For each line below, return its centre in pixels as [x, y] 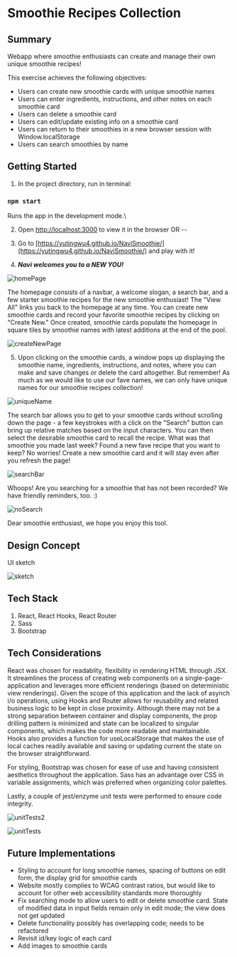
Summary [29, 39]
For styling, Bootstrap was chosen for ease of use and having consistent [113, 767]
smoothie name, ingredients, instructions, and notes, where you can [117, 365]
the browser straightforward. [49, 753]
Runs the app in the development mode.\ [67, 216]
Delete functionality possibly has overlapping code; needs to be [111, 923]
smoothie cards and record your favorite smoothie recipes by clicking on [114, 315]
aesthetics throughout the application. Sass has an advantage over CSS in [116, 774]
